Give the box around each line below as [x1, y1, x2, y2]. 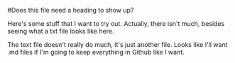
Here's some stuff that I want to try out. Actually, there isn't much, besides [7, 20, 225, 27]
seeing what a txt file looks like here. [7, 27, 115, 35]
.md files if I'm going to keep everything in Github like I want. [7, 48, 185, 56]
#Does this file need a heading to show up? [7, 6, 134, 14]
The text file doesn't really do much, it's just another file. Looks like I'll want [7, 41, 228, 48]
